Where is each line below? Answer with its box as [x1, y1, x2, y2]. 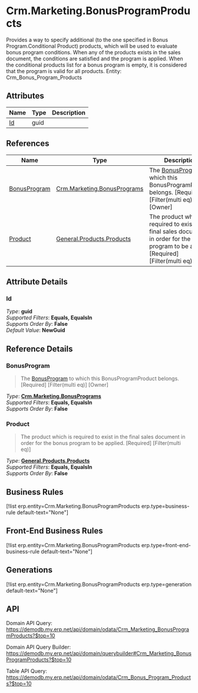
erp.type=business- [141, 503, 190, 510]
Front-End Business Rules [6, 526, 103, 536]
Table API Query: [6, 668, 47, 675]
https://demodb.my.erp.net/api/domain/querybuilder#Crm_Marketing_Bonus [6, 650, 192, 657]
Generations [6, 565, 53, 575]
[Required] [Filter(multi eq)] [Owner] [20, 381, 109, 388]
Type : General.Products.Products [6, 457, 90, 465]
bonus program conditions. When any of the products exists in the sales [6, 48, 181, 55]
